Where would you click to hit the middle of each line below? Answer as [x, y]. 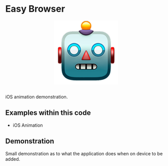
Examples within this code [48, 113]
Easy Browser [35, 9]
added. [13, 159]
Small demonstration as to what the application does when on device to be [84, 153]
